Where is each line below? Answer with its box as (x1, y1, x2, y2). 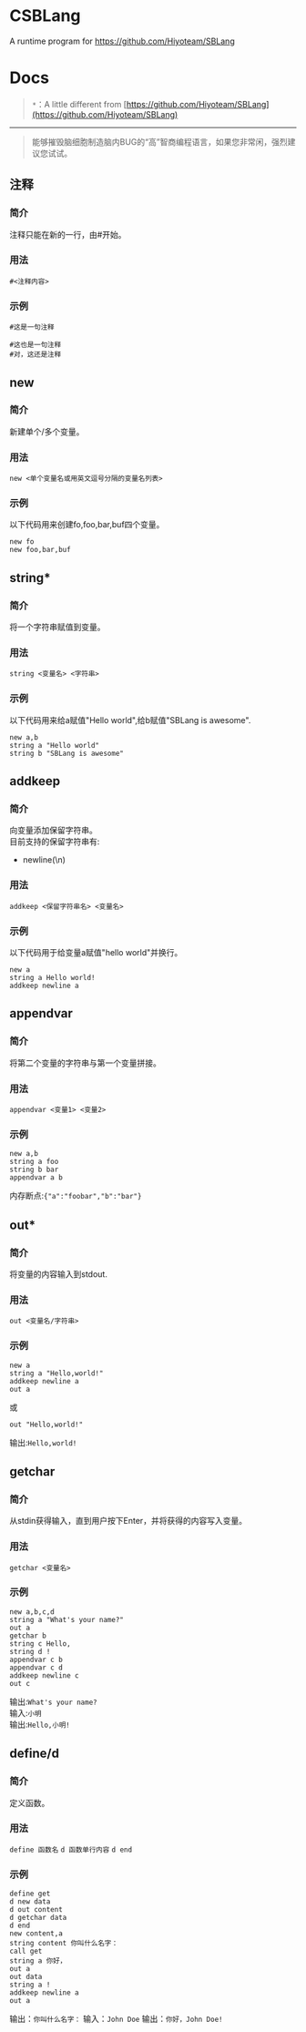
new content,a (9, 1929, 64, 1938)
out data (9, 1973, 43, 1982)
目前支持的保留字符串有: (9, 836, 100, 847)
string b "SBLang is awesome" (9, 749, 125, 758)
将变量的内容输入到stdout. (9, 1268, 107, 1280)
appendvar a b (9, 1173, 64, 1182)
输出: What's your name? (9, 1696, 97, 1707)
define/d (9, 1746, 59, 1761)
